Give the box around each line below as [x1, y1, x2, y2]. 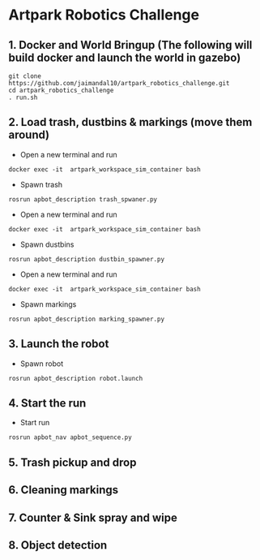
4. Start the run [8, 396, 87, 411]
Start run [19, 418, 50, 428]
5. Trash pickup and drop [8, 455, 137, 469]
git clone [8, 72, 42, 80]
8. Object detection [8, 538, 108, 552]
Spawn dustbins [19, 239, 75, 249]
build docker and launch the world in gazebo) [8, 50, 241, 64]
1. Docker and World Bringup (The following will [8, 38, 253, 52]
